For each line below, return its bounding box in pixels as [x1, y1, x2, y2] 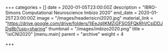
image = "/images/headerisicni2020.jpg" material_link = [37, 15, 154, 21]
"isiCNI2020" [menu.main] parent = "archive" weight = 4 [5, 31, 124, 37]
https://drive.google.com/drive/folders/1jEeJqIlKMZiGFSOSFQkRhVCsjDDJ [7, 20, 163, 26]
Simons [5, 10, 21, 16]
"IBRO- [142, 5, 157, 10]
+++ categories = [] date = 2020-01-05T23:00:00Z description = [5, 5, 142, 10]
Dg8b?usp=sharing [5, 26, 46, 32]
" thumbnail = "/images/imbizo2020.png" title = [45, 26, 145, 32]
